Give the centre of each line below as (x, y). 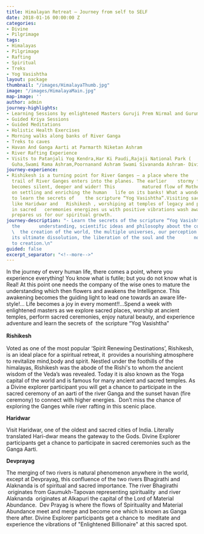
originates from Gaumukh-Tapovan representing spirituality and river (94, 492)
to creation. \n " (32, 243)
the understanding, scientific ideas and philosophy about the (101, 226)
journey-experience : (32, 170)
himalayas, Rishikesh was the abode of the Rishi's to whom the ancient (95, 368)
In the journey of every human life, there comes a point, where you (90, 272)
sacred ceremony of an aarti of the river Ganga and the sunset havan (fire (99, 394)
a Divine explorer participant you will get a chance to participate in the (94, 387)
